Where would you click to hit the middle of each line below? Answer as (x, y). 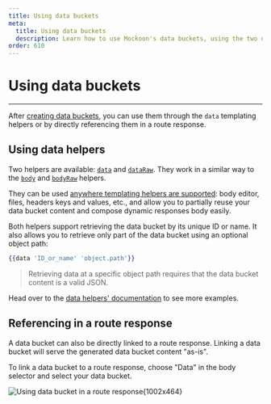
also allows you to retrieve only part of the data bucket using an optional (128, 234)
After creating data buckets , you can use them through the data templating (132, 116)
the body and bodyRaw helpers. (57, 178)
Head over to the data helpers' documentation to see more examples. (124, 298)
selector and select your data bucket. (70, 376)
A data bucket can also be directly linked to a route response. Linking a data (134, 343)
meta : (17, 23)
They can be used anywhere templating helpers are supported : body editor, (134, 193)
